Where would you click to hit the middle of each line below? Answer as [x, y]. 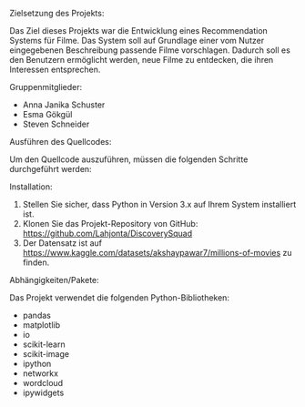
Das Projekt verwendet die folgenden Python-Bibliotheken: [120, 298]
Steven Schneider [56, 124]
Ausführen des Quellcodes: [61, 142]
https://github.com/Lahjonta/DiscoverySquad [107, 233]
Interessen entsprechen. [55, 69]
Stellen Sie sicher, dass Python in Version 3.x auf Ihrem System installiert [159, 204]
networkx [41, 373]
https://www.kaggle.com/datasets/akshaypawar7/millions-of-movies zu [158, 253]
